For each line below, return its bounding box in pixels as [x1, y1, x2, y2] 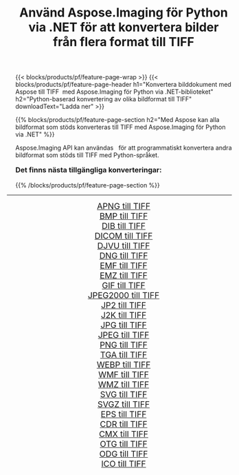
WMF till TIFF [98, 369, 149, 380]
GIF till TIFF [102, 280, 146, 291]
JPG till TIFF [100, 319, 147, 330]
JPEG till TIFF [98, 330, 150, 341]
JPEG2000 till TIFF [87, 290, 160, 301]
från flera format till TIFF [52, 34, 195, 50]
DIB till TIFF [102, 221, 146, 232]
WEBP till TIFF [96, 359, 151, 370]
